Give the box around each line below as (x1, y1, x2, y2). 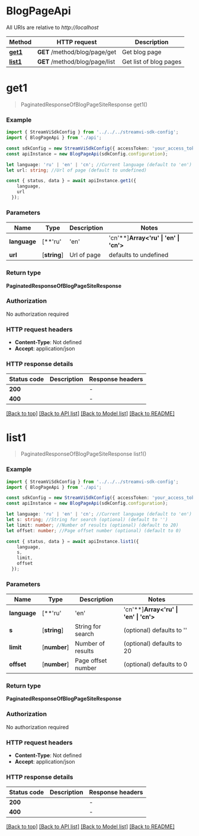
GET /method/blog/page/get (37, 47, 117, 56)
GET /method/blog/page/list (37, 58, 115, 66)
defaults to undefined (108, 251, 169, 259)
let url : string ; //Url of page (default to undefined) (6, 167, 147, 173)
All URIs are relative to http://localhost (6, 24, 99, 31)
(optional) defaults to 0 (123, 660, 188, 669)
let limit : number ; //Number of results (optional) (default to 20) (6, 522, 179, 528)
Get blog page (121, 47, 162, 56)
